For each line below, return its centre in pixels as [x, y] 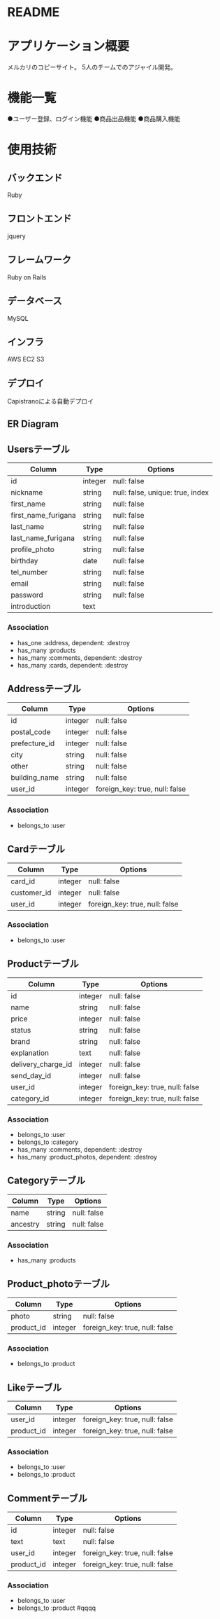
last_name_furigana [43, 538]
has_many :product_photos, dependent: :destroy [87, 1157]
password [27, 595]
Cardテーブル [36, 849]
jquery [16, 236]
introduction [31, 607]
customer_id [31, 893]
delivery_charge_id [42, 1064]
